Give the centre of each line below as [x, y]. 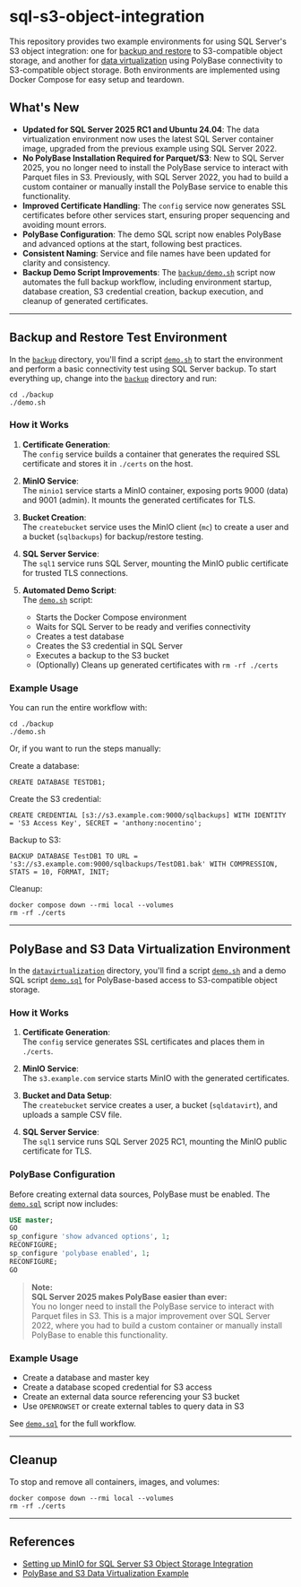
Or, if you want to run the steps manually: [85, 749]
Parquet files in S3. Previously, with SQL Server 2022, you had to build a [155, 177]
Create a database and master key [86, 1377]
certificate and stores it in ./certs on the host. [107, 463]
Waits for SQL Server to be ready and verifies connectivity [143, 626]
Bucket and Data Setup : [67, 1095]
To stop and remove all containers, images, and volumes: [114, 1481]
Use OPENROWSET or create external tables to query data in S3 [133, 1406]
